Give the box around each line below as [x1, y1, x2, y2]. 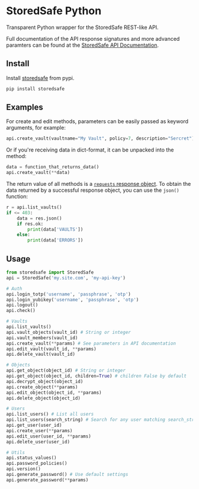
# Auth [6, 285, 23, 291]
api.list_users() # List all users [6, 411, 94, 417]
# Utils [6, 449, 25, 455]
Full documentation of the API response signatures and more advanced [6, 35, 180, 42]
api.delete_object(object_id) [6, 395, 81, 401]
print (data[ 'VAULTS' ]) [27, 226, 84, 232]
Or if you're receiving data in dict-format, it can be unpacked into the [6, 146, 174, 153]
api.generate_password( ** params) [6, 477, 89, 483]
